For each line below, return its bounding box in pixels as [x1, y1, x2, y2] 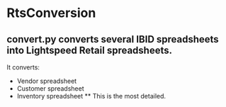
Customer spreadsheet [16, 84, 84, 93]
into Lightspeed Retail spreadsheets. [6, 44, 173, 56]
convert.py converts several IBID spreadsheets [6, 33, 219, 45]
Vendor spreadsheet [16, 77, 77, 85]
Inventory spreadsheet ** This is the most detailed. [16, 92, 166, 100]
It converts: [6, 63, 40, 72]
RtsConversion [6, 5, 96, 21]
